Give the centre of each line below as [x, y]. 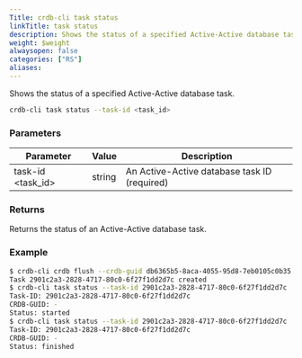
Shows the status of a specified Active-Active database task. [122, 93]
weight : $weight [40, 43]
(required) [147, 183]
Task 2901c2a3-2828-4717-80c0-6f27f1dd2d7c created [108, 280]
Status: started [40, 313]
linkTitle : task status [54, 26]
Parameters [35, 133]
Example [29, 253]
